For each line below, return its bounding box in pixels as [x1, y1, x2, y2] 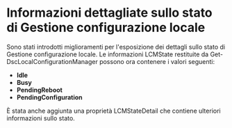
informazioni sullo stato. [6, 113, 76, 122]
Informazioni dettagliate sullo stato [6, 5, 213, 21]
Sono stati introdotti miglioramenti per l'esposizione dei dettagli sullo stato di [6, 42, 226, 51]
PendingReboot [16, 86, 63, 94]
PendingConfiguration [16, 93, 83, 102]
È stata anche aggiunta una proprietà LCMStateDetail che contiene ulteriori [6, 106, 221, 115]
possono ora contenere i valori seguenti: [99, 57, 215, 65]
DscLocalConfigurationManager [6, 57, 98, 65]
